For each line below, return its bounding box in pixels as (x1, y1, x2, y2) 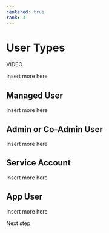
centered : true (6, 9, 45, 15)
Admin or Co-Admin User (6, 124, 103, 134)
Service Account (6, 158, 71, 168)
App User (6, 192, 43, 202)
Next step (6, 220, 31, 227)
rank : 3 (6, 15, 26, 21)
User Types (6, 41, 65, 55)
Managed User (6, 90, 64, 100)
